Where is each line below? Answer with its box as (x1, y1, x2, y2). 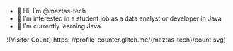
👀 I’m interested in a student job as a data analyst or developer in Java (16, 14, 222, 23)
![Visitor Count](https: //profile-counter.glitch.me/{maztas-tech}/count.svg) (6, 35, 226, 44)
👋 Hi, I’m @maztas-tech (16, 7, 86, 15)
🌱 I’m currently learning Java (16, 22, 101, 30)
